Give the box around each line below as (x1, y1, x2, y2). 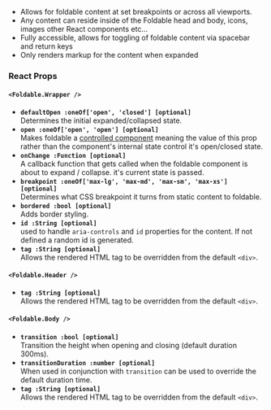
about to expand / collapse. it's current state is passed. (19, 168, 204, 177)
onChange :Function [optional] (19, 152, 127, 160)
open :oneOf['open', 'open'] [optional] (19, 126, 159, 134)
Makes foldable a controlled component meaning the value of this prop (19, 133, 257, 143)
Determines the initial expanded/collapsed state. (19, 116, 183, 125)
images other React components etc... (19, 24, 148, 33)
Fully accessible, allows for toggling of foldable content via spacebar (19, 33, 250, 42)
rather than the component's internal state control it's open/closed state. (19, 142, 264, 151)
